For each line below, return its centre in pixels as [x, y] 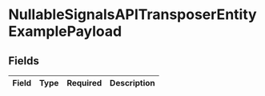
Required [84, 83]
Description [132, 83]
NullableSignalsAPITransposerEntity [133, 15]
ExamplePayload [65, 31]
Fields [24, 61]
